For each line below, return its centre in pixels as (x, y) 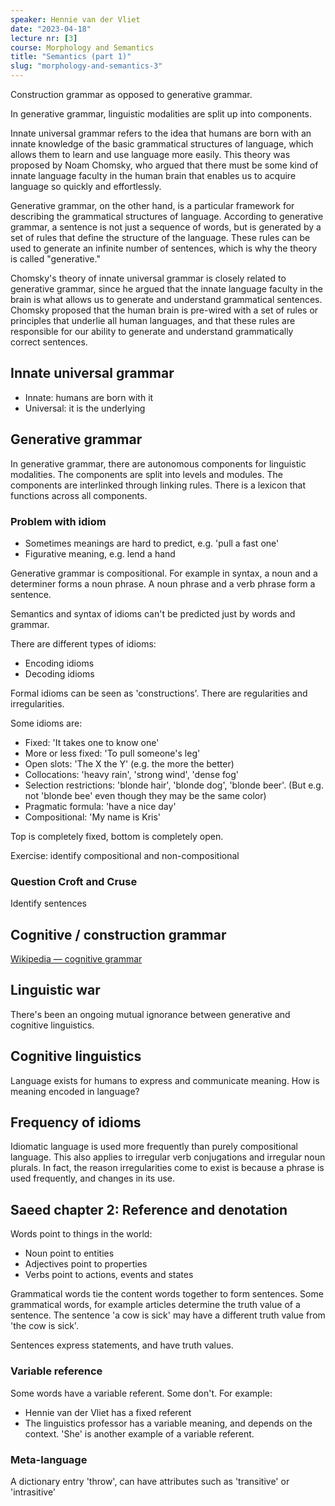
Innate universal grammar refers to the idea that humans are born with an (161, 133)
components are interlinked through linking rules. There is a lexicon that (158, 485)
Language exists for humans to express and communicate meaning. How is (165, 1080)
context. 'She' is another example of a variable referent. (139, 1433)
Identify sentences (48, 903)
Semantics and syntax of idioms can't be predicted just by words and (153, 613)
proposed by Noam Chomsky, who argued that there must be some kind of (164, 165)
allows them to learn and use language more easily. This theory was (150, 154)
